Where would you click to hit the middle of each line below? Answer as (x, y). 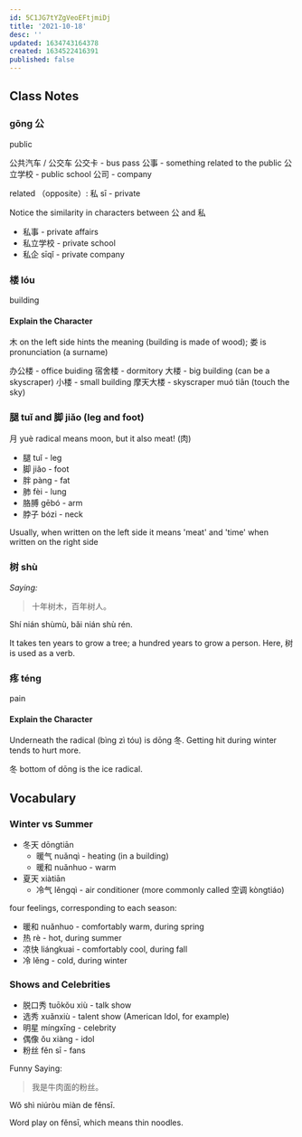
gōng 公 (27, 124)
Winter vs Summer (51, 823)
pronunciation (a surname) (59, 352)
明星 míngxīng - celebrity (69, 1028)
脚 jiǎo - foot (46, 469)
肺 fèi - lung (44, 492)
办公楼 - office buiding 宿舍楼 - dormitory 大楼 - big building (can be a (140, 371)
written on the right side (54, 542)
